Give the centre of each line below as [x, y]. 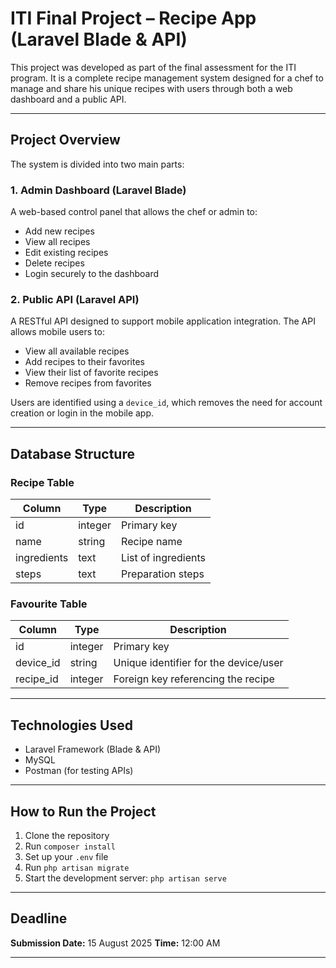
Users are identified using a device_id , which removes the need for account [166, 403]
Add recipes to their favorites [84, 362]
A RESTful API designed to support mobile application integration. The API [163, 321]
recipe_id [37, 679]
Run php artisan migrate [77, 867]
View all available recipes [77, 351]
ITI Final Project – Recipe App [133, 18]
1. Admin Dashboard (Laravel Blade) [98, 190]
